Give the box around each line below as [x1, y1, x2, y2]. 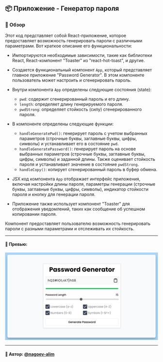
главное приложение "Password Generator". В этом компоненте [12, 72, 145, 78]
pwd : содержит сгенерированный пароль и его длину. [19, 96, 130, 102]
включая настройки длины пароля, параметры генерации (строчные [12, 181, 156, 187]
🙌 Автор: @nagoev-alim [5, 351, 55, 357]
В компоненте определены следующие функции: [12, 121, 114, 127]
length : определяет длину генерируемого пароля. [19, 101, 124, 107]
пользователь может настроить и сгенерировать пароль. [12, 77, 132, 83]
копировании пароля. [12, 211, 57, 217]
